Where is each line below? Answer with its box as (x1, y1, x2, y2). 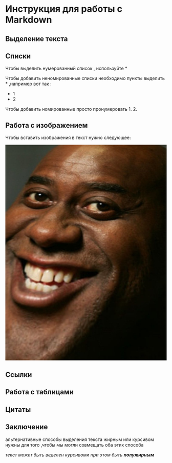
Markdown (5, 14, 52, 26)
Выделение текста (5, 34, 68, 43)
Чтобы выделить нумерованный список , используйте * (5, 65, 127, 72)
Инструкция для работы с (5, 3, 123, 15)
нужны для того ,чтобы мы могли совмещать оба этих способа (5, 441, 144, 448)
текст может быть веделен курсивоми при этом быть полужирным (5, 452, 155, 458)
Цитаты (5, 405, 31, 414)
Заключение (5, 422, 48, 431)
